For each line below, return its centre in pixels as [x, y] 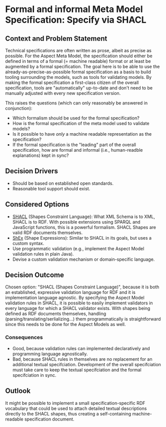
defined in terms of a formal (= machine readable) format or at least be [78, 61]
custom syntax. [28, 243]
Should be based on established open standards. [63, 183]
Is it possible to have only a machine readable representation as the [82, 134]
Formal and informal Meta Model [74, 9]
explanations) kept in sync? [40, 155]
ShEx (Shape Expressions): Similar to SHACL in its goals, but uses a [82, 238]
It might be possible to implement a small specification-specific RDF [75, 403]
